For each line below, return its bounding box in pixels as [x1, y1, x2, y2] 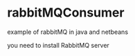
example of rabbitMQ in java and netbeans [7, 28, 129, 36]
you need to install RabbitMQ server [7, 41, 109, 49]
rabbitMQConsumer [7, 5, 125, 21]
